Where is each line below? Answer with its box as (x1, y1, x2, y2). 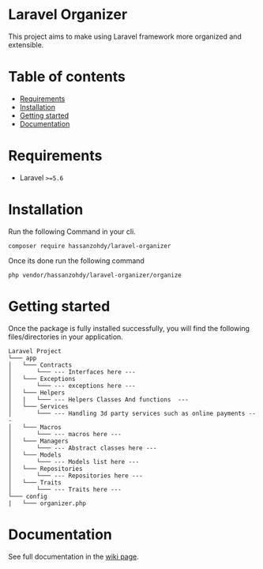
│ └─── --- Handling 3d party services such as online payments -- (8, 409, 257, 417)
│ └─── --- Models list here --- (8, 458, 140, 465)
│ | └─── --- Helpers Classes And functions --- (8, 395, 190, 404)
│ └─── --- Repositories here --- (8, 472, 144, 480)
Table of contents (8, 68, 126, 86)
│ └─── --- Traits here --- (8, 485, 122, 493)
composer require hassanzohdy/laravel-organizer (8, 242, 171, 250)
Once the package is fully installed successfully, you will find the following (8, 323, 250, 333)
